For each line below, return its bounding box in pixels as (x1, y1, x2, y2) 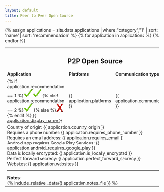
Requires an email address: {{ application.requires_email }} (7, 135, 124, 141)
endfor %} (5, 37, 26, 44)
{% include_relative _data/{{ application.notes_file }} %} (7, 180, 118, 186)
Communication (115, 72, 149, 77)
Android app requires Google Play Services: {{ (7, 140, 99, 145)
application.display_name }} (7, 118, 62, 123)
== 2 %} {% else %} (7, 107, 56, 113)
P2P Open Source (67, 57, 123, 65)
